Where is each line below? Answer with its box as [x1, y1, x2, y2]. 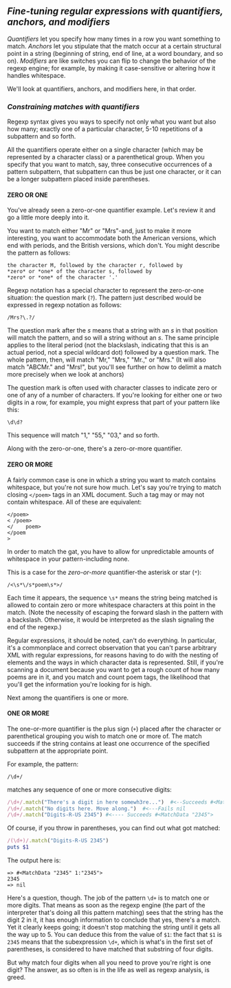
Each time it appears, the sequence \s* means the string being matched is [7, 593, 218, 602]
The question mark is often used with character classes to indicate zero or [7, 384, 218, 392]
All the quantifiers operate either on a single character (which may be [7, 146, 203, 154]
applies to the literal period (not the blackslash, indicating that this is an [7, 341, 209, 349]
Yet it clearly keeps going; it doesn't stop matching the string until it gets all [7, 923, 220, 931]
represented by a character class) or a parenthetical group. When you [7, 153, 205, 161]
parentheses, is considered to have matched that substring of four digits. [7, 945, 214, 954]
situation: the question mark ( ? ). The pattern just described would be [7, 293, 201, 302]
